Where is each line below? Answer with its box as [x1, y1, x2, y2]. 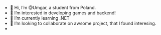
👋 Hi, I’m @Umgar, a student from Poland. [10, 5, 96, 10]
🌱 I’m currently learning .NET [10, 15, 70, 21]
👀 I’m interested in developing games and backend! [10, 10, 116, 16]
